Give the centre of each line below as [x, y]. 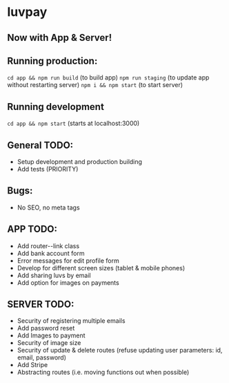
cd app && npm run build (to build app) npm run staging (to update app [108, 77]
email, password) [42, 357]
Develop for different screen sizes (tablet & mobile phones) [101, 268]
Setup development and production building [80, 162]
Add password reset [46, 328]
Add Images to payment [51, 335]
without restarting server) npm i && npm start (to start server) [95, 85]
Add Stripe [32, 365]
